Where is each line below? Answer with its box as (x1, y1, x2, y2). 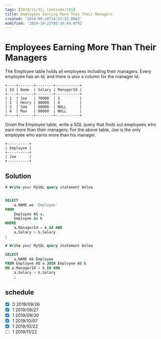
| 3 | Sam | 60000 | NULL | (5, 105, 82, 110)
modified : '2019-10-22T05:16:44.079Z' (5, 21, 84, 26)
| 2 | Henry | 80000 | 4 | (5, 100, 82, 105)
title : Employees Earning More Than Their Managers (5, 12, 113, 17)
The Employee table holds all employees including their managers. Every (5, 68, 152, 74)
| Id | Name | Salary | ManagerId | (5, 88, 82, 92)
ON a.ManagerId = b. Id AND (5, 266, 60, 271)
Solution (5, 172, 31, 180)
